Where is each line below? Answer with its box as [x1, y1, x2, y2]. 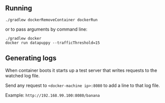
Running [5, 4, 33, 13]
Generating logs [5, 54, 57, 62]
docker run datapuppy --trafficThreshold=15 [5, 40, 100, 45]
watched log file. [5, 72, 40, 78]
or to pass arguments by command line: [5, 26, 88, 32]
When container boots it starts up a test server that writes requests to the [5, 67, 157, 73]
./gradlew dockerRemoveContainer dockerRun [5, 17, 98, 22]
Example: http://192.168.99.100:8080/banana [5, 92, 100, 98]
